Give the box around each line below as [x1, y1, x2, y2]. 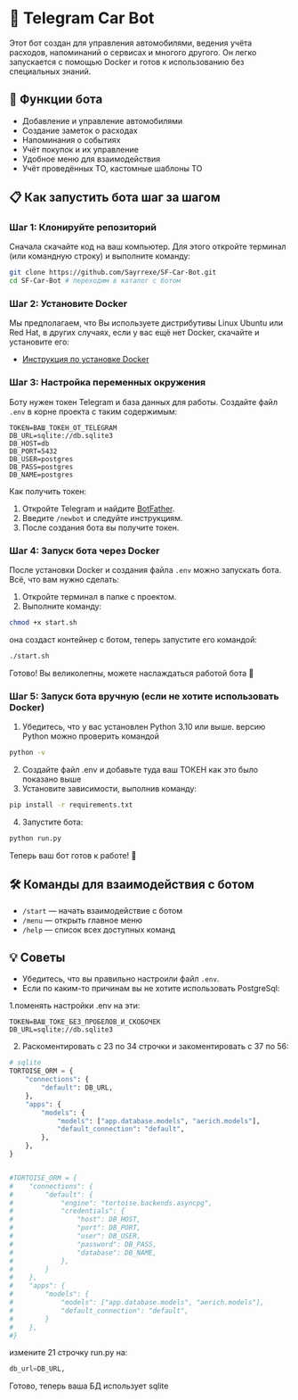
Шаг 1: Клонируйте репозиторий [9, 221, 157, 234]
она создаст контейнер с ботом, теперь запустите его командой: [9, 634, 258, 645]
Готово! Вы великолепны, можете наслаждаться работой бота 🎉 [9, 667, 254, 678]
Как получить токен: [9, 485, 87, 496]
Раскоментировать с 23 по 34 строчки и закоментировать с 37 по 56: [21, 1041, 289, 1052]
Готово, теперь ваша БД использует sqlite [9, 1380, 169, 1391]
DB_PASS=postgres [9, 462, 74, 471]
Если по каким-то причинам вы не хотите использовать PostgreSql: [21, 983, 280, 994]
